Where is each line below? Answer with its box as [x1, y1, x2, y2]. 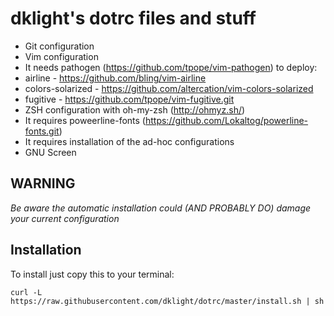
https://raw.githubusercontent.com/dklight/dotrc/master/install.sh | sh [10, 296, 325, 306]
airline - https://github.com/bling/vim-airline [24, 72, 207, 84]
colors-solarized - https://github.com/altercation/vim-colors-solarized [24, 82, 314, 94]
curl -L [10, 287, 43, 297]
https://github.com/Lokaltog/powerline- [144, 114, 309, 126]
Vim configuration [24, 50, 99, 62]
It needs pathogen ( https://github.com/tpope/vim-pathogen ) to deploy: [24, 61, 318, 73]
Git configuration [24, 40, 95, 52]
